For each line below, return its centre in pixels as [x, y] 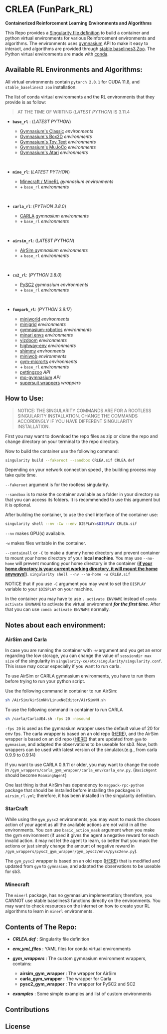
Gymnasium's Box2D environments [56, 136]
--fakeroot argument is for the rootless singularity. [57, 485]
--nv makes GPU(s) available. [35, 533]
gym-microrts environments [48, 361]
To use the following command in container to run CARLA [64, 709]
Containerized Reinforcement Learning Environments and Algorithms [79, 23]
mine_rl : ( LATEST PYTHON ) [41, 171]
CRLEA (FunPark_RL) [49, 9]
